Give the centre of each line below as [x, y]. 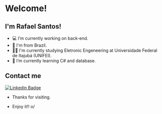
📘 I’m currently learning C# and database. [54, 61]
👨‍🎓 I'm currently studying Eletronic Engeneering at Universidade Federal [84, 50]
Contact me [23, 76]
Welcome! [26, 8]
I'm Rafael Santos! [33, 26]
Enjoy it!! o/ [23, 106]
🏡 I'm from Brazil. [29, 45]
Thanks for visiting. [31, 97]
